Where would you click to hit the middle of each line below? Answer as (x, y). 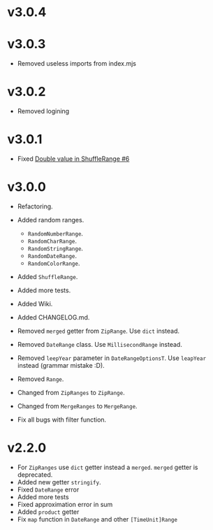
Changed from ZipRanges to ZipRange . (71, 392)
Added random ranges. (51, 220)
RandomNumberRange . (56, 233)
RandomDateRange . (52, 255)
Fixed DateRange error (48, 489)
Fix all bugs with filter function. (62, 420)
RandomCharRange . (52, 241)
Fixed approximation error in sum (65, 504)
